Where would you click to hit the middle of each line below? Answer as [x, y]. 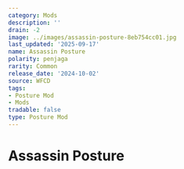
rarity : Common [33, 67]
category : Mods [33, 15]
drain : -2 [24, 30]
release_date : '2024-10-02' [54, 74]
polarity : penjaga [38, 59]
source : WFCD [29, 81]
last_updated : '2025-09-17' [54, 45]
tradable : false [34, 110]
